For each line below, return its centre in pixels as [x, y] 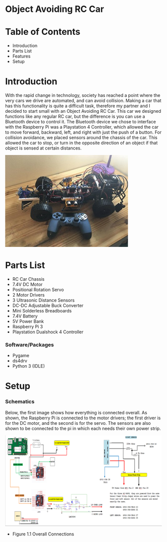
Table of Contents [43, 32]
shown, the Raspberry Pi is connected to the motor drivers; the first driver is [83, 418]
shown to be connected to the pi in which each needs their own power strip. [83, 428]
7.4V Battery [25, 316]
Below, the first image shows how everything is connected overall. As [76, 412]
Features [21, 56]
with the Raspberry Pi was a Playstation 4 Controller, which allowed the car [82, 127]
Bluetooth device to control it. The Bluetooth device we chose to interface [81, 122]
